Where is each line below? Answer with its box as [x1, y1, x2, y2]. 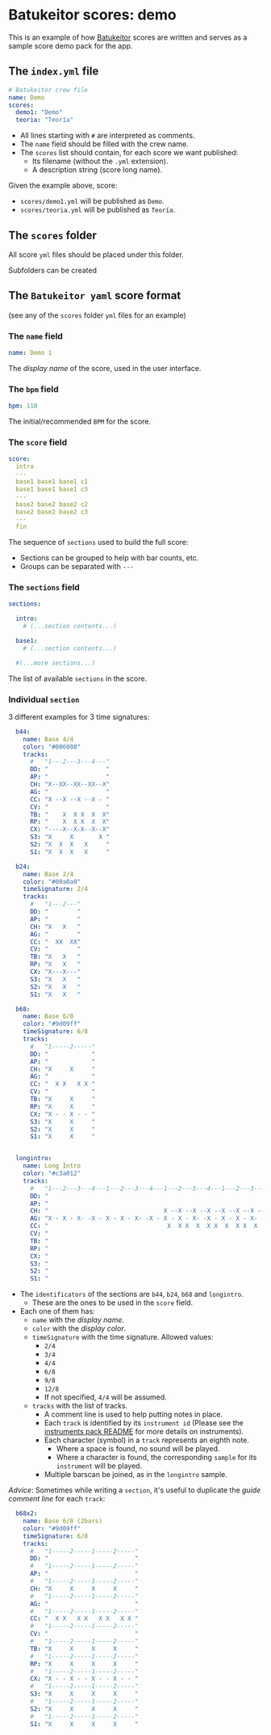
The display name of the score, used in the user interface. [8, 363, 202, 373]
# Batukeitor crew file [8, 86, 89, 94]
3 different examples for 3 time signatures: [8, 711, 150, 721]
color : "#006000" [23, 742, 81, 751]
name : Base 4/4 [23, 735, 74, 743]
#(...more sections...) [15, 659, 95, 667]
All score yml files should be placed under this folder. [8, 249, 184, 260]
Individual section [8, 694, 80, 705]
